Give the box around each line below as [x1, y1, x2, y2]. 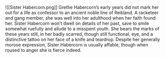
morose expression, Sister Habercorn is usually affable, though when [5, 42, 148, 47]
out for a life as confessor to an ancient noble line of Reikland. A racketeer [5, 10, 159, 16]
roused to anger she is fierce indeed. [5, 47, 82, 53]
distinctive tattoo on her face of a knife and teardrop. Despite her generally [5, 36, 160, 42]
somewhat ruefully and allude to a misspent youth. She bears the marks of [5, 26, 159, 32]
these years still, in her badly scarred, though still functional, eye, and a [5, 31, 153, 37]
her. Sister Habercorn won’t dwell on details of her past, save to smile [5, 20, 149, 26]
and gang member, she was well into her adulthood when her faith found [5, 15, 156, 21]
